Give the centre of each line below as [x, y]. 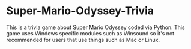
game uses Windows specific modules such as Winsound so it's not [90, 33]
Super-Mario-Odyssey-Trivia [80, 11]
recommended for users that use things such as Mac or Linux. [83, 40]
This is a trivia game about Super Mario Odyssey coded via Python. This [95, 27]
